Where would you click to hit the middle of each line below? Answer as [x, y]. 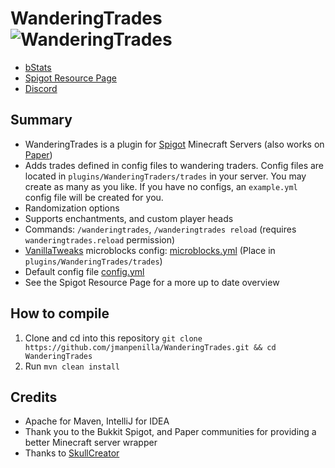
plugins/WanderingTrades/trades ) [93, 261]
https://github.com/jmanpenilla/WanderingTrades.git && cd [150, 347]
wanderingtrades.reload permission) [100, 239]
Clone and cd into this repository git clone [113, 338]
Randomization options [72, 208]
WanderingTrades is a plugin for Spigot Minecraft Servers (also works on [174, 144]
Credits [34, 397]
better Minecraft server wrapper [91, 443]
